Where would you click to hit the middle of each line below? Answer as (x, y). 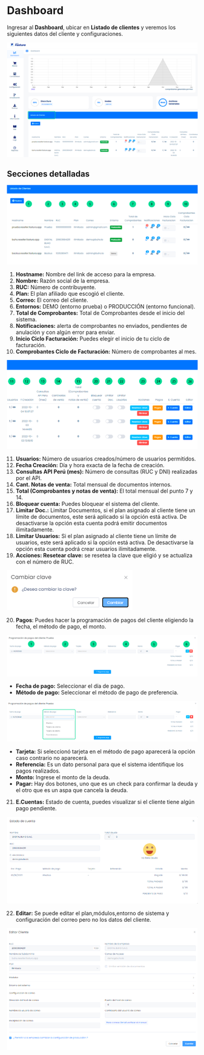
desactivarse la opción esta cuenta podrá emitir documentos (91, 523)
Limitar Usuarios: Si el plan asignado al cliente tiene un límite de (96, 536)
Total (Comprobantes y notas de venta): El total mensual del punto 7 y (104, 491)
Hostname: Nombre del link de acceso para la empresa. (86, 275)
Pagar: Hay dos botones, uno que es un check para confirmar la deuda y (107, 784)
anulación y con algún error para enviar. (65, 332)
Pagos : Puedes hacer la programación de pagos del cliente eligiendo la (104, 620)
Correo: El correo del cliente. (52, 300)
